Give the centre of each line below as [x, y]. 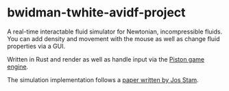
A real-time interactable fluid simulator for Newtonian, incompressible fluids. [115, 31]
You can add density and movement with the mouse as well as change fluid [114, 38]
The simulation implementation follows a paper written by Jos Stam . [103, 79]
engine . [18, 66]
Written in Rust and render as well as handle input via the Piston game [106, 59]
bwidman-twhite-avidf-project [97, 13]
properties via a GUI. [36, 46]
